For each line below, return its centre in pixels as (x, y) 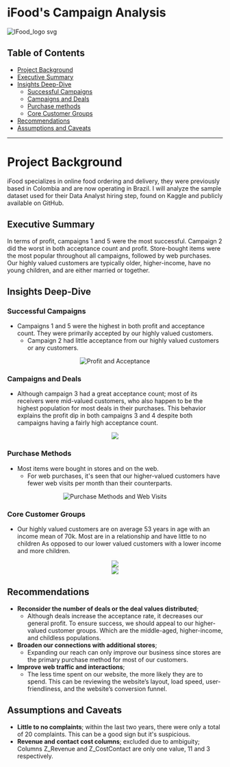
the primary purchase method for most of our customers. (108, 659)
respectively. (35, 756)
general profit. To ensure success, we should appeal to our (110, 623)
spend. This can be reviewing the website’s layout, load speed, (116, 681)
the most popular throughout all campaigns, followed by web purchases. (109, 256)
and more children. (43, 551)
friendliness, (45, 689)
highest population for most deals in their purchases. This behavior (112, 409)
